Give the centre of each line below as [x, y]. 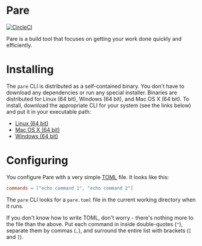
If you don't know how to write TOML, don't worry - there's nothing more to [100, 218]
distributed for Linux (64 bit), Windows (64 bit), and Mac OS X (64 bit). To [98, 99]
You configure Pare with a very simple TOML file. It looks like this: [88, 177]
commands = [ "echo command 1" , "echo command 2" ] [70, 188]
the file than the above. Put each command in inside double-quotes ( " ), [94, 224]
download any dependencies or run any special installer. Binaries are [92, 92]
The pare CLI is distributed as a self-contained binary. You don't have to [96, 86]
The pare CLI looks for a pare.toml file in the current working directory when [101, 200]
